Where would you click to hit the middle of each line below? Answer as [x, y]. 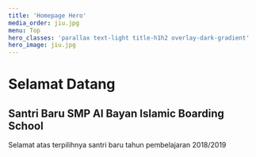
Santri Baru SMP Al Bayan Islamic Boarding [116, 113]
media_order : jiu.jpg [44, 23]
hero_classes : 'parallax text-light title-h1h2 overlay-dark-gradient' [129, 38]
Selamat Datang [62, 84]
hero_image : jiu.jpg [42, 45]
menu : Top [25, 30]
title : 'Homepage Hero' [48, 15]
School [26, 126]
